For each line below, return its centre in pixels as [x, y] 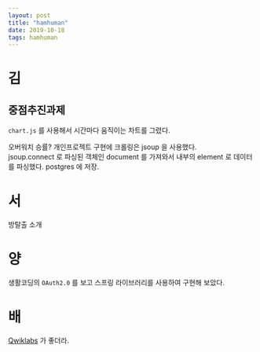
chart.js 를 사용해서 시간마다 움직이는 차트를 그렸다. [89, 130]
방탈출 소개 [25, 225]
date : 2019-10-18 [37, 30]
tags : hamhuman [33, 37]
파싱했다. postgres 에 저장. [58, 167]
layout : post [29, 15]
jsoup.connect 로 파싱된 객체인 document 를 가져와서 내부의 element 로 [120, 157]
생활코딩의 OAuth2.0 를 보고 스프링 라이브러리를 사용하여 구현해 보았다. [117, 283]
